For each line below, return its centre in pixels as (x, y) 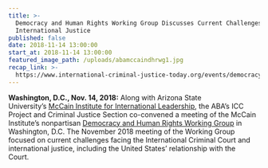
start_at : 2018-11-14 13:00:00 (60, 53)
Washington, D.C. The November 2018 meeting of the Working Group (122, 131)
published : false (37, 38)
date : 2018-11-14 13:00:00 (53, 45)
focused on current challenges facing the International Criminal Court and (130, 139)
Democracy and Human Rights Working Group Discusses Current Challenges (139, 23)
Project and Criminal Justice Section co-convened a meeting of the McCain (132, 114)
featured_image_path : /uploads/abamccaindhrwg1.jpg (96, 61)
